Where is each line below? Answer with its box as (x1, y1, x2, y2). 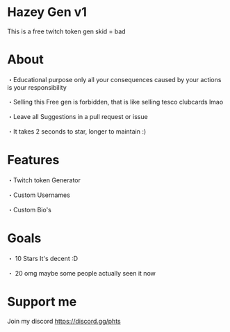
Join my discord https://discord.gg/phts (7, 317, 121, 325)
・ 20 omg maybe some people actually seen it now (7, 269, 156, 277)
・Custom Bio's (7, 205, 52, 214)
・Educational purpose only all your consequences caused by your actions (7, 75, 222, 84)
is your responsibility (7, 83, 67, 91)
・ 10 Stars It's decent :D (7, 254, 79, 262)
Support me (7, 294, 77, 310)
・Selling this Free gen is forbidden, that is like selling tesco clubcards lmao (7, 97, 224, 106)
